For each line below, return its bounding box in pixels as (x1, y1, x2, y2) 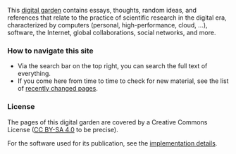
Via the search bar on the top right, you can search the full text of (17, 62, 208, 70)
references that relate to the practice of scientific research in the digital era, (7, 13, 227, 22)
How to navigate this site (7, 46, 94, 56)
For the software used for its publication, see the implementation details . (7, 139, 218, 147)
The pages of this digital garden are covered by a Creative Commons (7, 117, 208, 126)
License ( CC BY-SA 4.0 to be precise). (7, 125, 118, 134)
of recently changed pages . (17, 84, 99, 93)
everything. (17, 70, 51, 78)
